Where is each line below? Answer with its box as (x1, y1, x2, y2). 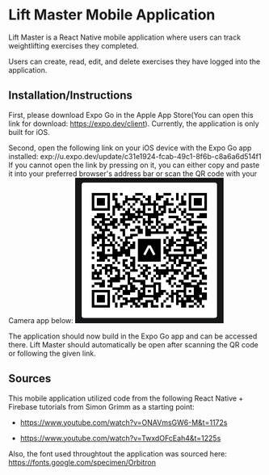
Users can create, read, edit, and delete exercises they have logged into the (8, 57, 261, 66)
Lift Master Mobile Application (8, 6, 216, 24)
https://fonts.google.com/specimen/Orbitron (8, 457, 156, 467)
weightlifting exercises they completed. (8, 40, 139, 50)
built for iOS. (8, 127, 50, 137)
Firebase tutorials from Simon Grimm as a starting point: (8, 401, 195, 411)
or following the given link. (8, 348, 97, 358)
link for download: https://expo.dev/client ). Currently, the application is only (8, 119, 260, 128)
